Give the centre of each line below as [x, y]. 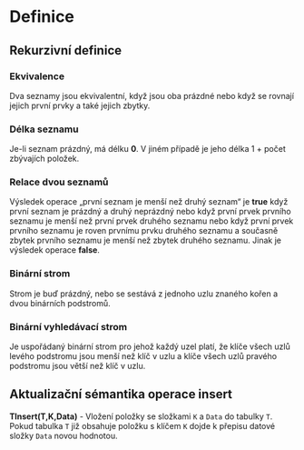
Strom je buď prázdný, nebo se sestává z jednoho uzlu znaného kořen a [144, 294]
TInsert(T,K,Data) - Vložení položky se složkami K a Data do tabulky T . [141, 416]
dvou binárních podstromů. [60, 303]
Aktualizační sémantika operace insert [121, 394]
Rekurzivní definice [66, 50]
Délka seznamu [44, 129]
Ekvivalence [37, 76]
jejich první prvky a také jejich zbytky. [80, 105]
